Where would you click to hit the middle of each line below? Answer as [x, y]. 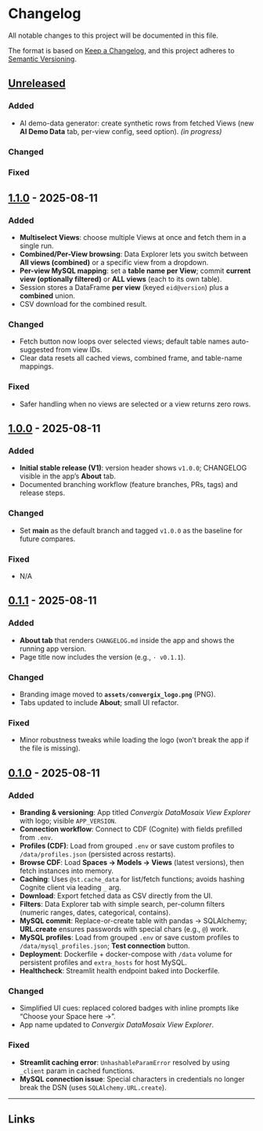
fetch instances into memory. [67, 871]
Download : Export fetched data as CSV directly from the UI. [116, 896]
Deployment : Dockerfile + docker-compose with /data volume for [126, 954]
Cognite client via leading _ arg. [70, 887]
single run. [36, 246]
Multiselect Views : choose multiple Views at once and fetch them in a [133, 238]
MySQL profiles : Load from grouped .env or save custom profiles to [129, 937]
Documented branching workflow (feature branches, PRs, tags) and [129, 485]
